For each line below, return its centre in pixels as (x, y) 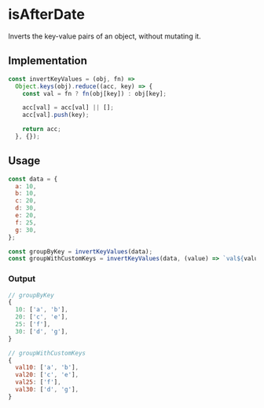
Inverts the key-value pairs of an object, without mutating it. (105, 36)
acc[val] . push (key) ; (56, 115)
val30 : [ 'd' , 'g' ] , (47, 390)
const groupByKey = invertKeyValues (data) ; (81, 251)
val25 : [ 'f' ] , (38, 382)
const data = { (33, 179)
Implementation (48, 61)
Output (22, 279)
